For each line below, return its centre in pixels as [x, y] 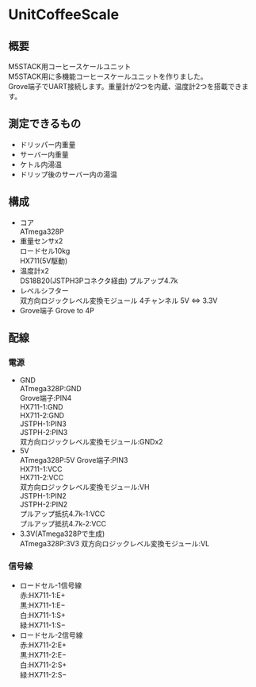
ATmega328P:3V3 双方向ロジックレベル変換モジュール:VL [115, 544]
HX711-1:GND [41, 407]
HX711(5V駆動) [44, 261]
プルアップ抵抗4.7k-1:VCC [62, 514]
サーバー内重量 [44, 154]
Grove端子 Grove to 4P [57, 310]
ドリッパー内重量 [48, 144]
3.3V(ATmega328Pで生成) [62, 534]
